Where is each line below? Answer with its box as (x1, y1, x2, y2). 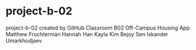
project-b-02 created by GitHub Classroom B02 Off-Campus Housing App (5, 24, 190, 31)
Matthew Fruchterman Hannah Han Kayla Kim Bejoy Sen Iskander (5, 30, 169, 37)
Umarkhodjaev (5, 37, 42, 44)
